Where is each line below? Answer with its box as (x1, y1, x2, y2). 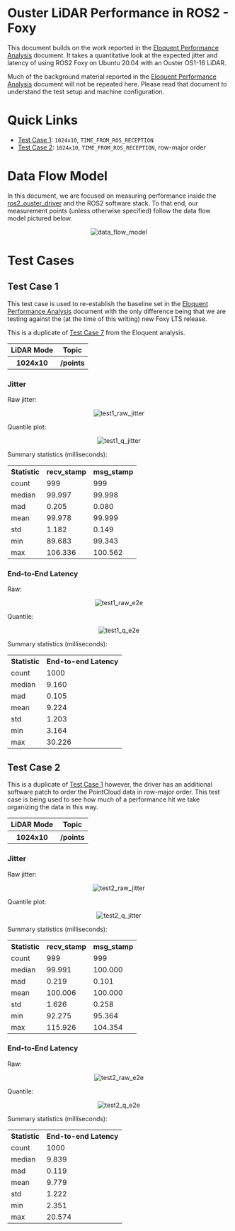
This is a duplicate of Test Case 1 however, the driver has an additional (7, 780, 212, 789)
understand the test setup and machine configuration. (7, 87, 165, 96)
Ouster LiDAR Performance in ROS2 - (7, 5, 229, 21)
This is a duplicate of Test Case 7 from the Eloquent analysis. (7, 328, 185, 337)
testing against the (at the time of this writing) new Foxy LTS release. (7, 314, 207, 323)
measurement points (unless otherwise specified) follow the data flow (7, 206, 211, 215)
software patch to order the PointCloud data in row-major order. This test (7, 788, 221, 797)
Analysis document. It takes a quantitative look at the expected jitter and (7, 51, 218, 60)
